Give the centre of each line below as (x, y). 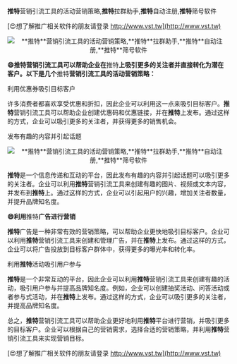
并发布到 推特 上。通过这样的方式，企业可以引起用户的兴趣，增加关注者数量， (119, 193)
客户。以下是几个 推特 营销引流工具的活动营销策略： (81, 74)
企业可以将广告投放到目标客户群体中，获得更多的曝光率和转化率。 (103, 249)
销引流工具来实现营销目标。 (48, 338)
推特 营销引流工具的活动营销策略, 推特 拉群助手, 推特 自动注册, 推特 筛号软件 (112, 11)
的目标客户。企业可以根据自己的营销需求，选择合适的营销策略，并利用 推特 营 (119, 329)
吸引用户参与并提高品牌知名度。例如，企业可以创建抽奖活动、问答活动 (121, 288)
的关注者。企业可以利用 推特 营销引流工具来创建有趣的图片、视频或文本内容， (119, 184)
